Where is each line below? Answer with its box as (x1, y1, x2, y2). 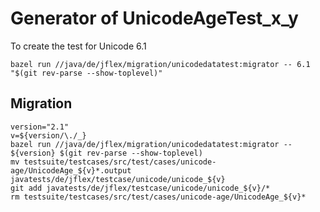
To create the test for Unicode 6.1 (10, 40, 147, 52)
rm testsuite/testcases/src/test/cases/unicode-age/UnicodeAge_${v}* (10, 192, 307, 202)
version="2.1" (10, 122, 70, 132)
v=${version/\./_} (10, 130, 87, 141)
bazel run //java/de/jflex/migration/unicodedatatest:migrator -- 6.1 (10, 59, 311, 69)
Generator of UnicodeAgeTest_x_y (10, 7, 299, 30)
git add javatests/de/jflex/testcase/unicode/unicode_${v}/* (10, 183, 271, 193)
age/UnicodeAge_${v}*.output (10, 165, 132, 176)
